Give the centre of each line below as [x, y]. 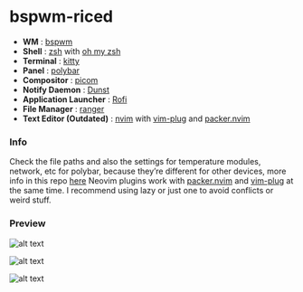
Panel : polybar [51, 71]
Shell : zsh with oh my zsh [71, 51]
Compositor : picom [60, 80]
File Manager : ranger [63, 108]
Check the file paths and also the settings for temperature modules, [135, 162]
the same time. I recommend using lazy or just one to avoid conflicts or [142, 191]
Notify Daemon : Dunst [66, 89]
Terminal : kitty [51, 61]
